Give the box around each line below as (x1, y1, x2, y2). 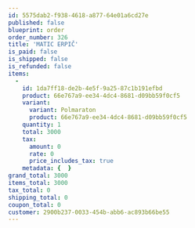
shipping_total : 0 (8, 194, 68, 201)
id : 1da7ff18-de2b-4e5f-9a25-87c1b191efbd (22, 84, 163, 92)
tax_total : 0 (8, 186, 51, 194)
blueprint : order (8, 26, 65, 34)
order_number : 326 (8, 33, 68, 42)
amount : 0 (28, 143, 61, 150)
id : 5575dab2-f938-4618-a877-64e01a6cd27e (8, 11, 149, 20)
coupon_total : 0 (8, 201, 61, 208)
